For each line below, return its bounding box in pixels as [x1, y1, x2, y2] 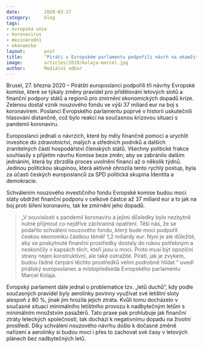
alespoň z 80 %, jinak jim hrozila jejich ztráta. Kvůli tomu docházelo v [6, 296, 178, 304]
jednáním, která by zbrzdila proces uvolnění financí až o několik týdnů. [6, 158, 182, 166]
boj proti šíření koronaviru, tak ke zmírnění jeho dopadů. [6, 202, 145, 209]
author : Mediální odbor [6, 65, 83, 72]
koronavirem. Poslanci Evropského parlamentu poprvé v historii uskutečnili [6, 107, 192, 115]
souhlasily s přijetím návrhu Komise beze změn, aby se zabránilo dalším [6, 152, 185, 159]
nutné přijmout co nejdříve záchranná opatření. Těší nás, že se [21, 220, 176, 227]
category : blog [6, 15, 56, 21]
